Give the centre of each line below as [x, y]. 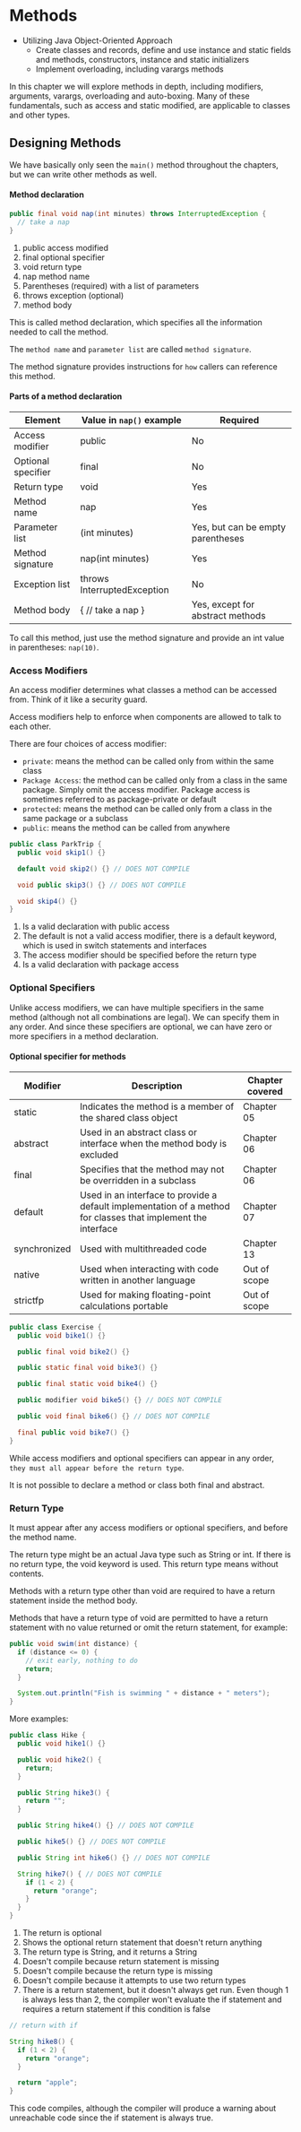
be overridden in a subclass [138, 1180]
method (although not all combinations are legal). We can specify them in [144, 1017]
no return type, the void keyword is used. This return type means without [144, 1564]
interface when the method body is [153, 1143]
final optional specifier [64, 257]
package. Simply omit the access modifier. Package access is [136, 790]
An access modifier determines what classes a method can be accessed [143, 690]
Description [157, 1086]
